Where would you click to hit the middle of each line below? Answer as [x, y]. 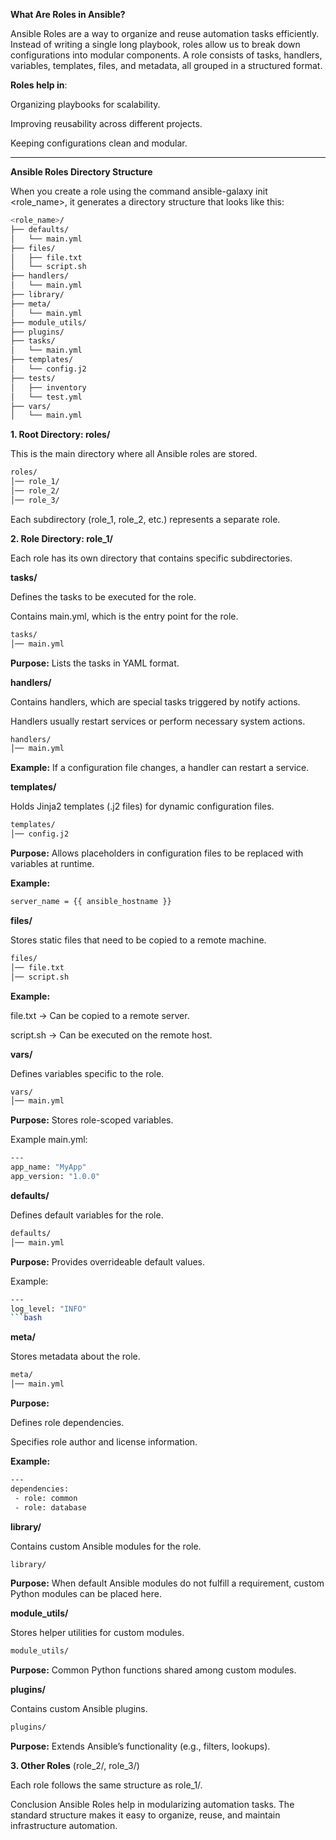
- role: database [50, 1507]
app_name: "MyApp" [48, 1167]
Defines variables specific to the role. [87, 1073]
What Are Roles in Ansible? [68, 14]
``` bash [26, 1318]
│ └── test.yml [46, 397]
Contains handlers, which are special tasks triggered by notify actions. [155, 701]
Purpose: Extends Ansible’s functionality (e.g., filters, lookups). [140, 1746]
